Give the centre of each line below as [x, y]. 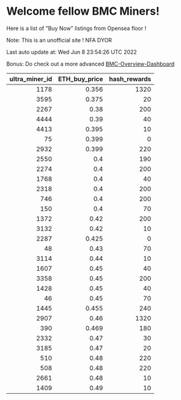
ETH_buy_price [80, 79]
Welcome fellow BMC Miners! [83, 11]
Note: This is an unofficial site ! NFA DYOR [59, 40]
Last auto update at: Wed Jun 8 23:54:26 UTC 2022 [72, 52]
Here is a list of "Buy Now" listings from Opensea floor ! [76, 28]
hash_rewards [130, 79]
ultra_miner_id [31, 79]
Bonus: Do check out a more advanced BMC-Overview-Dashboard [90, 64]
